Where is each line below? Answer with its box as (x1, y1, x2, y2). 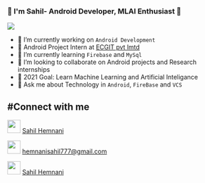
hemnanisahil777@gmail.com (22, 147, 107, 156)
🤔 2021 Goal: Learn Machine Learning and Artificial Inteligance (17, 73, 199, 82)
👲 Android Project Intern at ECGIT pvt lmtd (17, 43, 140, 51)
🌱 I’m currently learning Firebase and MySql (17, 51, 143, 59)
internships (17, 65, 51, 74)
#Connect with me (7, 101, 90, 113)
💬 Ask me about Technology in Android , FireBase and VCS (17, 80, 183, 89)
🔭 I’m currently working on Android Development (17, 35, 156, 44)
